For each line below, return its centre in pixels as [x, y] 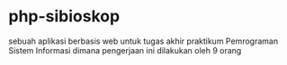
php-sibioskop [64, 16]
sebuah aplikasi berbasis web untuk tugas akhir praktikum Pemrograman [143, 41]
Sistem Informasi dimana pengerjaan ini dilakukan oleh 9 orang [125, 50]
